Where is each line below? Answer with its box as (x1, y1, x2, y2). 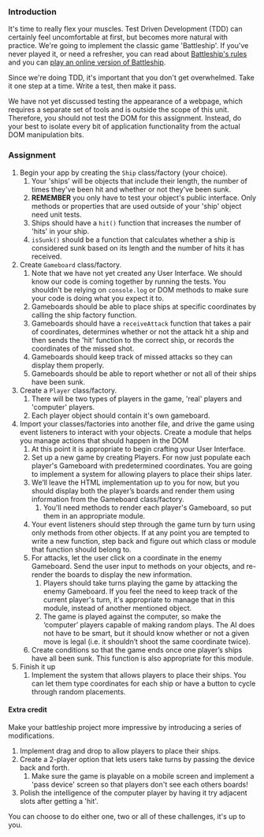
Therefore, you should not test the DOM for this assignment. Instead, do (8, 113, 242, 123)
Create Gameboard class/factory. (19, 259, 122, 270)
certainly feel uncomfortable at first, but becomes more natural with (8, 32, 229, 42)
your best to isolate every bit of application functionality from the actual (8, 121, 240, 132)
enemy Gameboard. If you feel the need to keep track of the (43, 586, 238, 596)
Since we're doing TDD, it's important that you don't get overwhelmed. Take (8, 73, 255, 83)
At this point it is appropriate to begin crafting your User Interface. (31, 444, 246, 453)
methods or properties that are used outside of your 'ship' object (31, 201, 242, 210)
